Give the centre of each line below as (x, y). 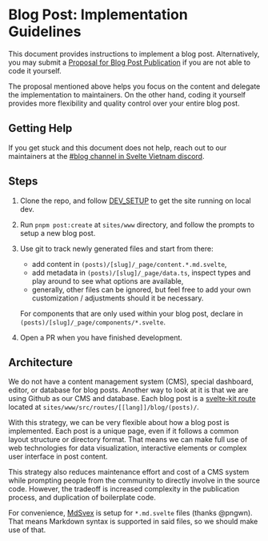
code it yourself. (35, 70)
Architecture (41, 362)
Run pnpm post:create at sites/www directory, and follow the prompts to (137, 225)
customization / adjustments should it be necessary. (118, 298)
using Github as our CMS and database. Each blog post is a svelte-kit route (132, 399)
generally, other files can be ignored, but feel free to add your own (141, 289)
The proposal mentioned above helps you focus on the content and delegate (134, 86)
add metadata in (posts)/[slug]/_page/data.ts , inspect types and (141, 272)
